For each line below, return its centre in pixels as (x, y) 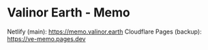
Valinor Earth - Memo (69, 13)
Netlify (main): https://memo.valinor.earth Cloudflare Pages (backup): (105, 32)
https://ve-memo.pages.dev (46, 38)
